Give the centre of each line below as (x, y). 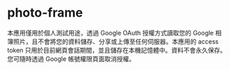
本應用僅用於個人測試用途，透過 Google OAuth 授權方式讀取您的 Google (110, 33)
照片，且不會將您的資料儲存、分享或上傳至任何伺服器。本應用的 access (116, 41)
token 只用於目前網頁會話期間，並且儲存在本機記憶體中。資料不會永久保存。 (117, 50)
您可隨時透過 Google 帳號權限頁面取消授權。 (71, 59)
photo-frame (45, 13)
